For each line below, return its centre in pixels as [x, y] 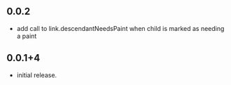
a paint [27, 36]
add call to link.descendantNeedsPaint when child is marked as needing [120, 28]
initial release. [37, 75]
